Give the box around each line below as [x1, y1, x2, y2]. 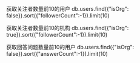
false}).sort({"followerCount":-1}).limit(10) [6, 12, 110, 19]
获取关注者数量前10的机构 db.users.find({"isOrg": [6, 25, 129, 31]
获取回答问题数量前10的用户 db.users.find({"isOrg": [6, 44, 135, 50]
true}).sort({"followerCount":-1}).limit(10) [6, 31, 108, 38]
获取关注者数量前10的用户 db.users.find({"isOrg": [6, 5, 129, 12]
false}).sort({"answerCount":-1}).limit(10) [6, 50, 108, 57]
